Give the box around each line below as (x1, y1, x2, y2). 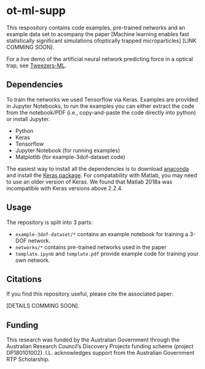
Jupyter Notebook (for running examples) (15, 146, 121, 154)
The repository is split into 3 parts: (6, 218, 93, 226)
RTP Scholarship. (6, 356, 50, 363)
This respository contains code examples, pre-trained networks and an (6, 24, 185, 31)
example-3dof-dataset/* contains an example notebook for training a (15, 230, 188, 237)
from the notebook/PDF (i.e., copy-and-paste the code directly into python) (6, 108, 196, 116)
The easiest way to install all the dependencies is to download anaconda (6, 165, 189, 172)
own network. (15, 256, 50, 264)
